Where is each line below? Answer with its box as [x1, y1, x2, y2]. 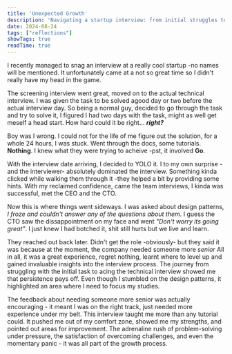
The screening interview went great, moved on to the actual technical [7, 89, 205, 97]
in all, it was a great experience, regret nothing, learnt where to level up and [7, 253, 222, 261]
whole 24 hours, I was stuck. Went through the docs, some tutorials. [7, 139, 202, 147]
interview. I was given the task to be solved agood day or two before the [7, 97, 213, 104]
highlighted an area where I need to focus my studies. [7, 282, 160, 290]
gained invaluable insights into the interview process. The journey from [7, 260, 209, 268]
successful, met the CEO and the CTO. [7, 189, 117, 197]
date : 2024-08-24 [7, 23, 57, 30]
